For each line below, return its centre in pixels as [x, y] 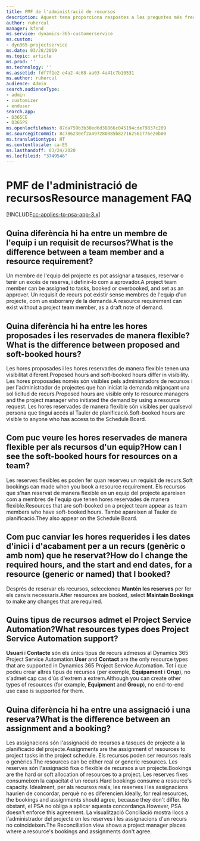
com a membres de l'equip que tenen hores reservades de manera [88, 499]
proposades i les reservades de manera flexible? [98, 336]
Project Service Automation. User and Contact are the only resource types [97, 659]
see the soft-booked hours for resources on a [92, 457]
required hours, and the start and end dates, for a [99, 565]
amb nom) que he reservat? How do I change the [97, 556]
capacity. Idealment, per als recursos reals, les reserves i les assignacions [97, 787]
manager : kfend [25, 28]
